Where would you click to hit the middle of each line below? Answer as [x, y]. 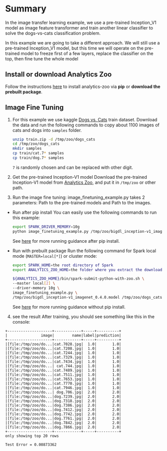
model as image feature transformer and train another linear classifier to [79, 27]
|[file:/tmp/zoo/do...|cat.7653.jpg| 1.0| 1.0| [63, 379]
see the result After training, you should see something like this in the [83, 316]
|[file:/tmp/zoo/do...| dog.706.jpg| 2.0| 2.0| [63, 392]
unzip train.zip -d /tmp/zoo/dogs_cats [54, 139]
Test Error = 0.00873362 [31, 445]
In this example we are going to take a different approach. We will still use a [83, 42]
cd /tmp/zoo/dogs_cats [36, 144]
